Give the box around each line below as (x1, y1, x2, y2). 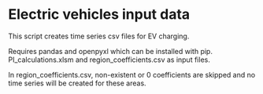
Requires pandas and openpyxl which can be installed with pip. (8, 46, 213, 56)
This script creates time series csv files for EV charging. (8, 31, 190, 41)
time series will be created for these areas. (8, 78, 147, 88)
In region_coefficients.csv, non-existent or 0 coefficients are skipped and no (8, 70, 256, 79)
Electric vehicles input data (8, 5, 191, 23)
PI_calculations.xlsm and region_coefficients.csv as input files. (8, 55, 210, 64)
